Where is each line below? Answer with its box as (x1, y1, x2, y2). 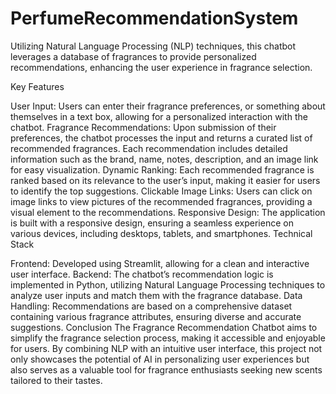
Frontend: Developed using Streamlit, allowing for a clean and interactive (10, 257, 310, 269)
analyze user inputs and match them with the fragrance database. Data (10, 289, 303, 301)
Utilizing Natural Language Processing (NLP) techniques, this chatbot (10, 40, 297, 52)
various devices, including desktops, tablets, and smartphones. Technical (10, 227, 313, 239)
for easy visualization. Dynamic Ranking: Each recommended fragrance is (10, 163, 315, 176)
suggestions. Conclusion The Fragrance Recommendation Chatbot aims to (10, 321, 318, 333)
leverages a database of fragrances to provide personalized (10, 50, 257, 62)
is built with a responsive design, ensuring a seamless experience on (10, 217, 294, 229)
